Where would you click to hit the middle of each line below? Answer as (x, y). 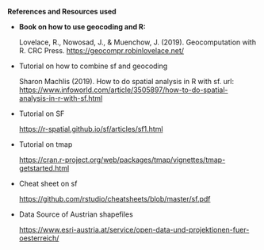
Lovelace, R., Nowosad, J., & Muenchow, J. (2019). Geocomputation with (138, 42)
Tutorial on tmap (46, 144)
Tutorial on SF (42, 113)
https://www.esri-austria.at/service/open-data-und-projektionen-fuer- (134, 230)
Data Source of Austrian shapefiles (76, 214)
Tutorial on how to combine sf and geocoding (93, 66)
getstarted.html (44, 168)
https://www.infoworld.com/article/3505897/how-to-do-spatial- (123, 90)
